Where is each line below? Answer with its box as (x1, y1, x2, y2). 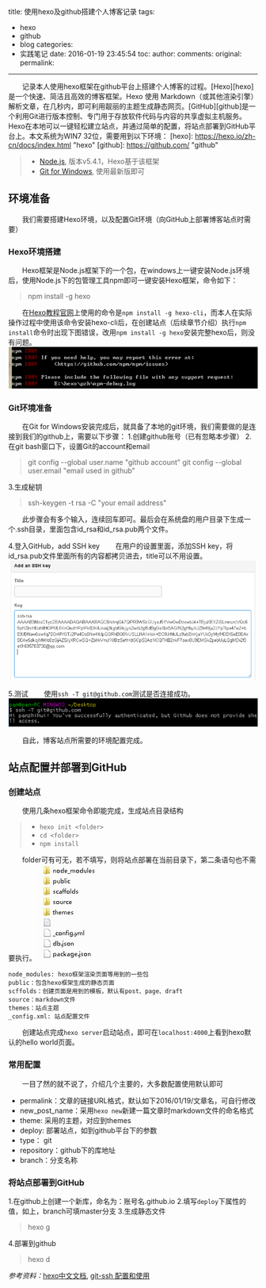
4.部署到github (8, 1238, 57, 1248)
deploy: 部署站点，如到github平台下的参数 (19, 1125, 158, 1135)
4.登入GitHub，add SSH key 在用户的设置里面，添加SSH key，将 (8, 542, 234, 551)
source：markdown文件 (8, 996, 76, 1004)
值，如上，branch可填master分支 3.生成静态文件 (8, 1206, 166, 1216)
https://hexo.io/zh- (195, 132, 256, 140)
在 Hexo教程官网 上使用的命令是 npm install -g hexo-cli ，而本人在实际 (21, 308, 253, 317)
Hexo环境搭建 (8, 246, 62, 257)
